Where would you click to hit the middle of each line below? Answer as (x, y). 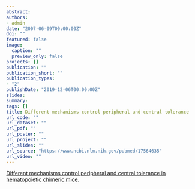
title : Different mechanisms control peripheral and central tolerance (97, 112)
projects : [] (22, 62)
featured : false (26, 39)
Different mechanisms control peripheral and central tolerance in (86, 173)
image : (14, 45)
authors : (17, 17)
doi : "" (16, 34)
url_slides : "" (25, 145)
